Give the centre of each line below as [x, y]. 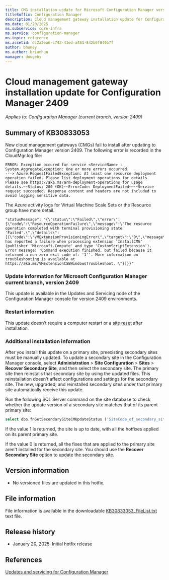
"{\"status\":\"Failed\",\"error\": [82, 220]
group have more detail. [30, 210]
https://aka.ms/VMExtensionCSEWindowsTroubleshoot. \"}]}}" [70, 264]
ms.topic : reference [27, 38]
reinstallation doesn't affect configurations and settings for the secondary [81, 379]
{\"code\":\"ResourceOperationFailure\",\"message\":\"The [68, 224]
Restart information [30, 312]
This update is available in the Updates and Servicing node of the [73, 294]
